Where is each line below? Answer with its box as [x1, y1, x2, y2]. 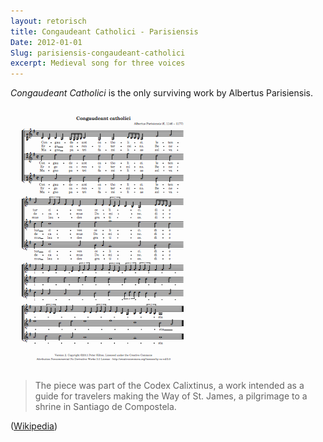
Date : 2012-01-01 [10, 37, 83, 47]
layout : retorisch [10, 16, 87, 26]
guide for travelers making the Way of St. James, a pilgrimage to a [34, 390, 308, 402]
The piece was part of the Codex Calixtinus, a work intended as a [34, 380, 305, 392]
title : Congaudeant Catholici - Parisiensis [10, 26, 199, 37]
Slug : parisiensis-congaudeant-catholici [10, 48, 186, 58]
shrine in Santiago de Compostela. [34, 401, 177, 413]
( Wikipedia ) [10, 420, 58, 432]
